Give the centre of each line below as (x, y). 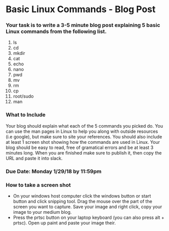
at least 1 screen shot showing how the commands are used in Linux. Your (83, 142)
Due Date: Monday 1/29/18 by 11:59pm (54, 171)
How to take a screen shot (38, 185)
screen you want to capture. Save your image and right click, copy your (88, 207)
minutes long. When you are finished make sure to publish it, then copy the (84, 152)
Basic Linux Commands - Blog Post (81, 9)
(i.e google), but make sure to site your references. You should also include (84, 137)
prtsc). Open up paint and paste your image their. (64, 223)
